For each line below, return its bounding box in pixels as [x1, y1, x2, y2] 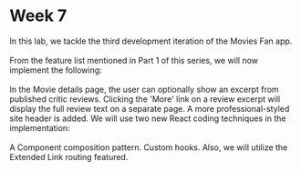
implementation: [9, 122, 70, 133]
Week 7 [9, 5, 67, 26]
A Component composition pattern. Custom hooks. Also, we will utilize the [9, 142, 288, 153]
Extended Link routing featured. [9, 151, 129, 162]
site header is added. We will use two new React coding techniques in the [9, 113, 286, 124]
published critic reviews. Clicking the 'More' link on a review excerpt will [9, 93, 281, 105]
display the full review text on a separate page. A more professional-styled [9, 103, 290, 114]
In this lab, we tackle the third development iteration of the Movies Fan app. [9, 35, 293, 46]
